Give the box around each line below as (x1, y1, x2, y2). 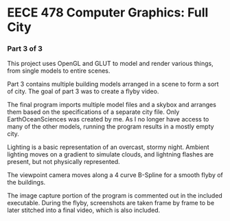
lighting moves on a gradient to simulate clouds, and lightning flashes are (7, 150, 214, 159)
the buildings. (7, 178, 46, 187)
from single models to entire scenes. (7, 67, 111, 75)
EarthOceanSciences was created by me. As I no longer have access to (7, 115, 209, 124)
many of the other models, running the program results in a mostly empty (7, 122, 214, 131)
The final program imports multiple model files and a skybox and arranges (7, 101, 216, 109)
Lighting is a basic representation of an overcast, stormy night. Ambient (7, 143, 209, 152)
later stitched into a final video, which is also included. (7, 206, 161, 214)
